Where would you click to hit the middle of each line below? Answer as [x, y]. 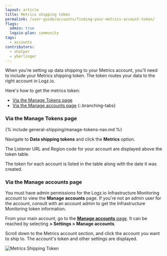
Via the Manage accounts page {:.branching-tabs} [64, 106]
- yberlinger [23, 56]
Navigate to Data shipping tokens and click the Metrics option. [70, 139]
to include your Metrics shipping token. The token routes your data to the [80, 76]
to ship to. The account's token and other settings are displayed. [71, 239]
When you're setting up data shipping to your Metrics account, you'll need [82, 70]
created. [14, 169]
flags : [12, 24]
